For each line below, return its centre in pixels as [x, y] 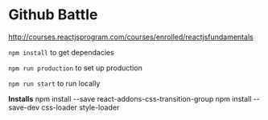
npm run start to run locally [54, 83]
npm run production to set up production [75, 68]
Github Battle [53, 15]
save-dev [24, 107]
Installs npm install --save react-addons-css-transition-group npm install [130, 98]
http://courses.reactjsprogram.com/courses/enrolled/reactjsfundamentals [131, 37]
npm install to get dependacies [61, 52]
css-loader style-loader [80, 107]
